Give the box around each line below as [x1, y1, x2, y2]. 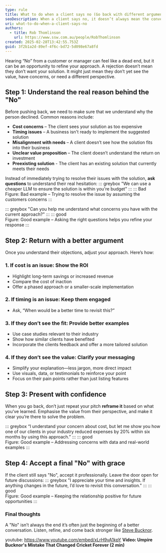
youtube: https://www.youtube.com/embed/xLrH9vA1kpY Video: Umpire [5, 537, 153, 543]
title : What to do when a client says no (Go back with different [5, 12, 145, 17]
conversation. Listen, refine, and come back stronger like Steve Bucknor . [5, 527, 153, 533]
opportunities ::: [5, 498, 38, 504]
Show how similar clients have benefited [12, 336, 95, 342]
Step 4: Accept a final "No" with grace [5, 459, 125, 467]
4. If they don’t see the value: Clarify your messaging [5, 354, 135, 361]
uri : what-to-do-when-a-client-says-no [5, 21, 87, 26]
